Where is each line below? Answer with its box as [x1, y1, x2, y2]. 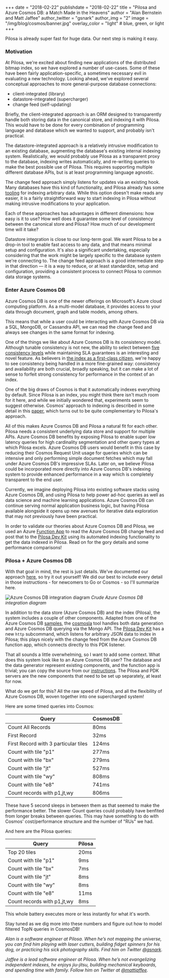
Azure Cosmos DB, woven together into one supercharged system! [5, 693, 144, 699]
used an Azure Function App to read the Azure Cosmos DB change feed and [5, 528, 164, 534]
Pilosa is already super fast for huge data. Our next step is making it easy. [5, 35, 158, 41]
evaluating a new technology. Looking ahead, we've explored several [5, 76, 149, 82]
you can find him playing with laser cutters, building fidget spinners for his [5, 941, 160, 947]
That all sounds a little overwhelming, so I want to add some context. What [5, 651, 160, 657]
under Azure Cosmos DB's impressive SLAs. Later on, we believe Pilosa [5, 460, 154, 467]
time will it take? [5, 227, 39, 233]
